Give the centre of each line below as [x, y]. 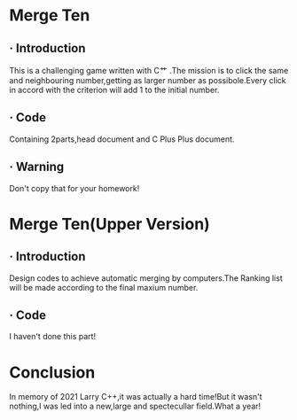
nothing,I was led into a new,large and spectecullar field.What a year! [135, 406]
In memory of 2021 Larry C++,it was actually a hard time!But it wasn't [136, 397]
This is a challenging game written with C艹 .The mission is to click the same [149, 70]
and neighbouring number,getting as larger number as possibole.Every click [148, 80]
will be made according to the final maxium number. [104, 287]
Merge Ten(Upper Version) [109, 224]
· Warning [37, 167]
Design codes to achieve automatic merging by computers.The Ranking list [146, 278]
